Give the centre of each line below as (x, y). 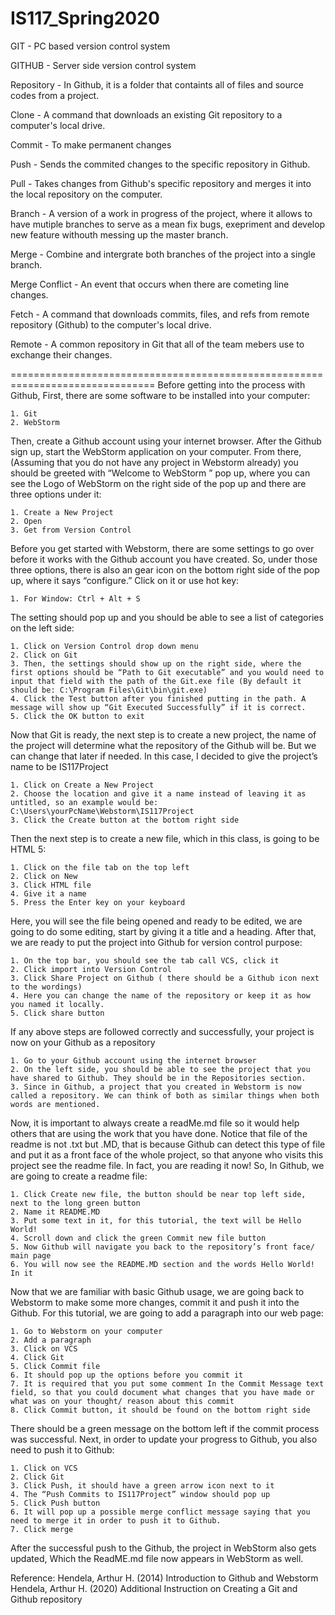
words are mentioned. (55, 1104)
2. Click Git (37, 1477)
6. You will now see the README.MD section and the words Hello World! (162, 1264)
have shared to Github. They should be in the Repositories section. (158, 1078)
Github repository (46, 1599)
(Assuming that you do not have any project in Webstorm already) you (154, 462)
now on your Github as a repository (83, 1042)
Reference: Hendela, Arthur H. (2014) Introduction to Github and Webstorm (164, 1578)
